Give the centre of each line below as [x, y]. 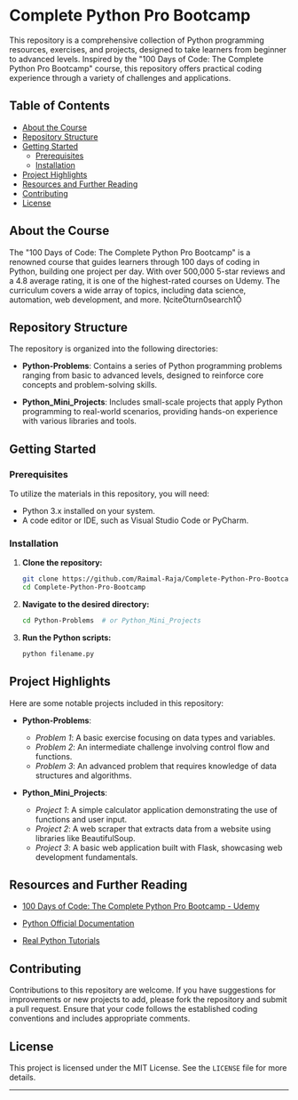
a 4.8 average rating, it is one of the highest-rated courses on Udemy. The [145, 280]
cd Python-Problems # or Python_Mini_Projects [111, 621]
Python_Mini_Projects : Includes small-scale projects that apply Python [153, 402]
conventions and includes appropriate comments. [100, 1018]
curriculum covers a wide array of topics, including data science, [128, 290]
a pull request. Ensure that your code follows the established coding [133, 1009]
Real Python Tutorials [61, 941]
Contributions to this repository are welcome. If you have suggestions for [143, 990]
